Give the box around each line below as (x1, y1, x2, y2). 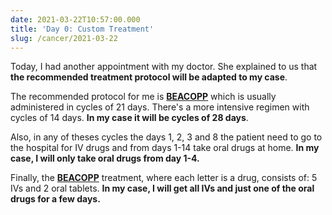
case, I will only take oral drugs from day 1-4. (10, 152, 200, 165)
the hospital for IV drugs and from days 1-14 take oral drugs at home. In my (10, 142, 320, 154)
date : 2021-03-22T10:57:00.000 (10, 14, 141, 25)
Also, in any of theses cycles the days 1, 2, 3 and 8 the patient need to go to (10, 131, 323, 143)
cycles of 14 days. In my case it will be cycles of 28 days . (10, 112, 249, 124)
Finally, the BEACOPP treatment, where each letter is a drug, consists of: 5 (10, 172, 318, 184)
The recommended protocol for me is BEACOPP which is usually (10, 91, 277, 103)
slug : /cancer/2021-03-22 (10, 33, 118, 43)
